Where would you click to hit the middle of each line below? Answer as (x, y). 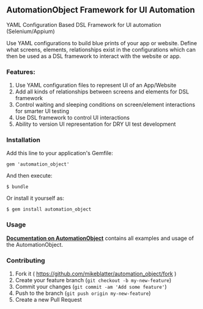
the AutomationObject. (35, 244)
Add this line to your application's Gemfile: (60, 153)
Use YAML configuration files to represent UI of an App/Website (96, 85)
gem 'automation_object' (38, 164)
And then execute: (29, 176)
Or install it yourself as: (35, 198)
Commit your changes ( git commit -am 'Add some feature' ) (91, 287)
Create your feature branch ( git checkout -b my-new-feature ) (93, 280)
